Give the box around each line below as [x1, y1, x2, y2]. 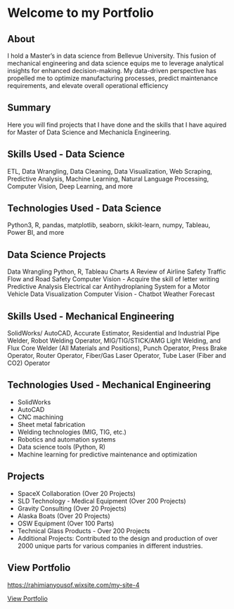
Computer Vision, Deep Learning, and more [7, 181, 134, 191]
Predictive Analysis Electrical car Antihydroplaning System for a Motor [7, 283, 211, 291]
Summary [7, 102, 51, 114]
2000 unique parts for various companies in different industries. [17, 541, 203, 550]
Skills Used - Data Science [7, 148, 125, 160]
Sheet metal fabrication [17, 420, 86, 428]
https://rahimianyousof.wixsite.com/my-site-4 [7, 580, 140, 589]
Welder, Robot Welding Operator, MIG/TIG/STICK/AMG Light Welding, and [7, 336, 221, 345]
